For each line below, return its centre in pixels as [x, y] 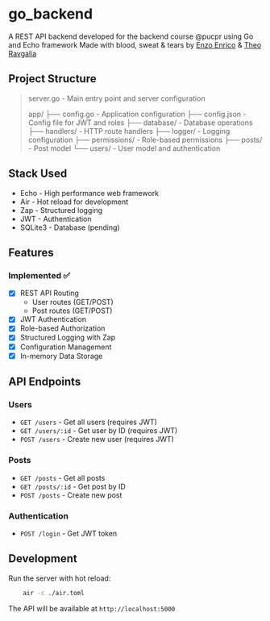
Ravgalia [23, 53]
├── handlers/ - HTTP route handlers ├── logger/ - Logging [129, 131]
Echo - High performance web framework [89, 193]
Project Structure [52, 79]
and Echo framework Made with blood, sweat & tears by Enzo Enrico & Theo [135, 44]
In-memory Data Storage [61, 356]
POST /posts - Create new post [71, 495]
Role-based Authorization [62, 328]
